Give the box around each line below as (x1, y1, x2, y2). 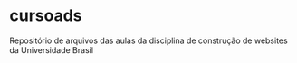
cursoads (9, 5, 83, 26)
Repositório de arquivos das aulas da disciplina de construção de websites (9, 35, 288, 46)
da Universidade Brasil (9, 44, 93, 55)
